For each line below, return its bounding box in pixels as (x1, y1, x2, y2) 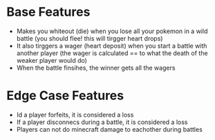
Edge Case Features (6, 88, 124, 103)
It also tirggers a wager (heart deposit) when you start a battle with (16, 41, 207, 50)
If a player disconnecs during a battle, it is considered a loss (16, 118, 188, 126)
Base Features (6, 4, 91, 20)
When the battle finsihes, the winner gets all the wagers (16, 63, 176, 72)
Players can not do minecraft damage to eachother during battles (16, 125, 203, 133)
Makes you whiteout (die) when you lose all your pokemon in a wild (16, 27, 208, 35)
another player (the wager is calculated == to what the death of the (16, 49, 208, 57)
